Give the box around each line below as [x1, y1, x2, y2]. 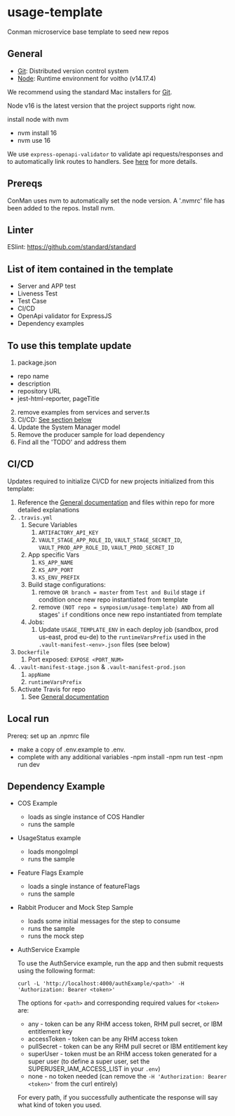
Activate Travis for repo [17, 685, 86, 693]
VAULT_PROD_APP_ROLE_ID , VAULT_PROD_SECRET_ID [38, 543, 175, 551]
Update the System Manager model [17, 423, 121, 431]
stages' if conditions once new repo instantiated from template [38, 610, 222, 619]
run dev [17, 760, 40, 768]
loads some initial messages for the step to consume [27, 917, 181, 925]
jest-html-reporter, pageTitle [17, 395, 100, 402]
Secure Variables [27, 520, 78, 528]
